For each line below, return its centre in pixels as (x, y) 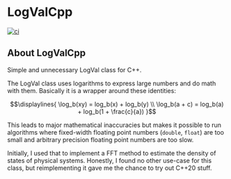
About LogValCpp (46, 53)
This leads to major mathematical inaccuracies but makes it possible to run (114, 125)
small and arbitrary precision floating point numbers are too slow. (101, 139)
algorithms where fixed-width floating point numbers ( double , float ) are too (116, 132)
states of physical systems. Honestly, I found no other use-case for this (110, 160)
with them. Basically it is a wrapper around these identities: (91, 90)
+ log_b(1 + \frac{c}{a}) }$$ (117, 111)
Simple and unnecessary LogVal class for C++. (74, 69)
